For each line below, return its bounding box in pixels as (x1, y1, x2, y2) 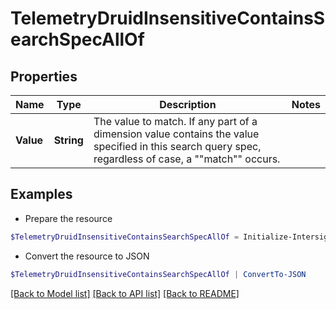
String (53, 133, 84, 147)
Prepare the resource (24, 212, 113, 224)
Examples (10, 186, 73, 203)
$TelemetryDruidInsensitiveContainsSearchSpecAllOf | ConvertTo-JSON (10, 269, 307, 279)
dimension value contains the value (93, 127, 260, 141)
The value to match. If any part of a (93, 115, 258, 128)
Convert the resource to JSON (24, 250, 150, 262)
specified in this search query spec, (93, 140, 262, 153)
